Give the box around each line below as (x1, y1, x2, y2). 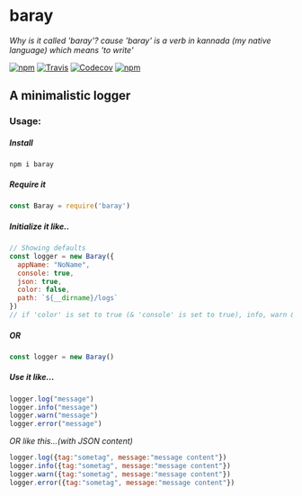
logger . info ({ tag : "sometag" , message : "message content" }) (9, 462, 231, 471)
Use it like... (9, 372, 55, 383)
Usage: (9, 115, 42, 128)
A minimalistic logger (9, 88, 131, 103)
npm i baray (9, 160, 54, 169)
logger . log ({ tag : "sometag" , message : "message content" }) (9, 453, 227, 463)
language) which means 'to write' (9, 44, 134, 55)
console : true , (17, 269, 75, 278)
